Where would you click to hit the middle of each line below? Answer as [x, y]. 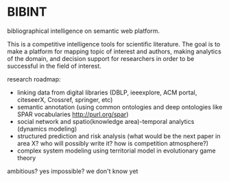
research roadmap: [34, 79]
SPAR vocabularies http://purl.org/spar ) [73, 114]
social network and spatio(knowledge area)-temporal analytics [106, 121]
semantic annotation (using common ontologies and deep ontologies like [120, 107]
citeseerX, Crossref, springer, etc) [65, 99]
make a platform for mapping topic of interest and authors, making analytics [114, 51]
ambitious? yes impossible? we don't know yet [73, 171]
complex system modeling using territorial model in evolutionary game [116, 151]
